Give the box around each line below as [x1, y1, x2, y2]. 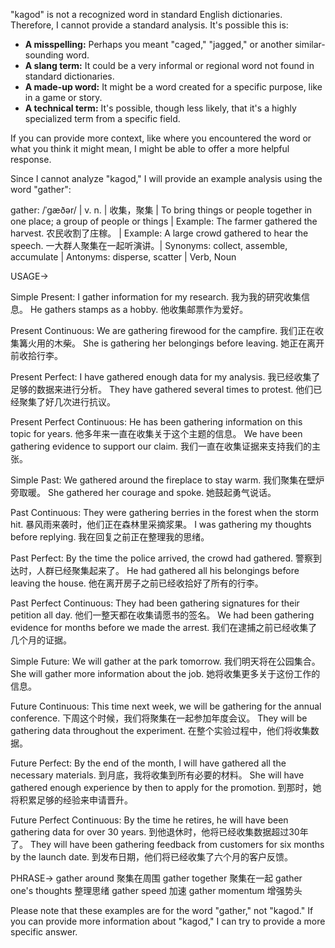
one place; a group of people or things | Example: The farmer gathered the [10, 215, 318, 227]
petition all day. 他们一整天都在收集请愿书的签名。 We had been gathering [10, 609, 315, 621]
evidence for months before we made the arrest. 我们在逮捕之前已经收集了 [10, 622, 318, 633]
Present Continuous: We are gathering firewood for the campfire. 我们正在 [10, 325, 316, 336]
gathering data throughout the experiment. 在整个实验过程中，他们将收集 [10, 725, 311, 736]
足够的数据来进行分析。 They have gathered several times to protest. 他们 [10, 384, 314, 395]
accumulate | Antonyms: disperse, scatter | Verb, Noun [10, 251, 237, 263]
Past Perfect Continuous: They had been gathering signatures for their [10, 597, 300, 609]
